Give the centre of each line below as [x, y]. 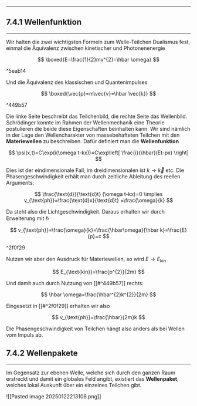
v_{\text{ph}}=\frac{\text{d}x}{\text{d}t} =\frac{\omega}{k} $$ [98, 200]
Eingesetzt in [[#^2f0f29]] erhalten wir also [58, 306]
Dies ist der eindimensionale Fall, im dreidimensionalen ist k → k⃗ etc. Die [95, 170]
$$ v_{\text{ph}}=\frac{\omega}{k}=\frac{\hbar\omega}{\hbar [84, 230]
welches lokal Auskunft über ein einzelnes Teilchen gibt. [74, 385]
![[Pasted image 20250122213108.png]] [54, 397]
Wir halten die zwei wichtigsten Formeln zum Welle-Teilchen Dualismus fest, [98, 42]
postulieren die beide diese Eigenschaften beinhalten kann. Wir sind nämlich [98, 128]
